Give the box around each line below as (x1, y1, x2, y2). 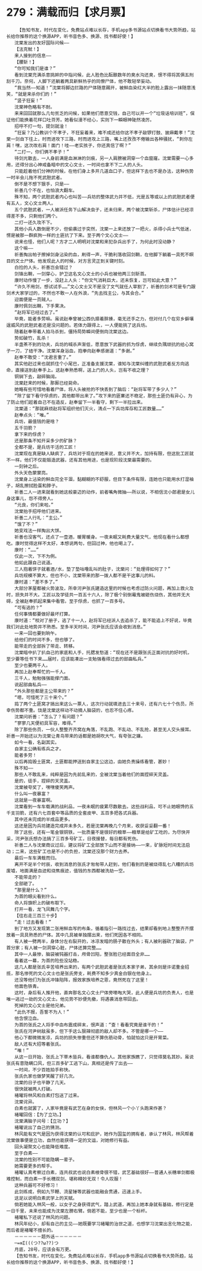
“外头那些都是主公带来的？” (14, 688, 74, 694)
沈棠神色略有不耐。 (14, 104, 55, 110)
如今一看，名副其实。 (14, 739, 60, 745)
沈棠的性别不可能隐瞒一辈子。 (14, 1156, 77, 1163)
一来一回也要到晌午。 (14, 630, 60, 636)
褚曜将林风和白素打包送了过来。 (14, 1092, 82, 1098)
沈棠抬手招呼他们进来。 (14, 508, 65, 514)
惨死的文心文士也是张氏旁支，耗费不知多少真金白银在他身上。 (24, 970, 155, 976)
